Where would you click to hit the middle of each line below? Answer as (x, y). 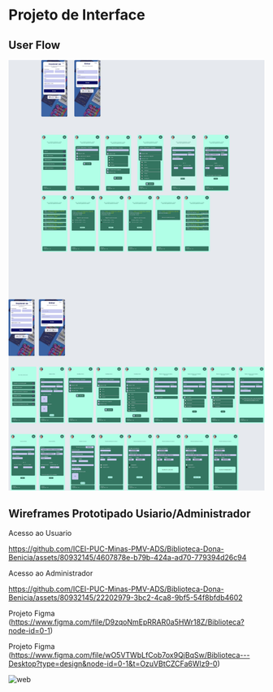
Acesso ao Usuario (40, 533)
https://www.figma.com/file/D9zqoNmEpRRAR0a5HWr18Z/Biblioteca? (128, 622)
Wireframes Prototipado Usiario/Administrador (130, 514)
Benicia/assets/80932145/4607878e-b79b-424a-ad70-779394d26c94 (128, 558)
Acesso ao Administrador (51, 573)
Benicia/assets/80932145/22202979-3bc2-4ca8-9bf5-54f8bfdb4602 (126, 598)
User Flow (35, 45)
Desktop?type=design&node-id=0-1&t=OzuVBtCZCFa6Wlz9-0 (113, 664)
